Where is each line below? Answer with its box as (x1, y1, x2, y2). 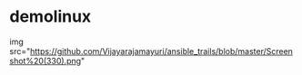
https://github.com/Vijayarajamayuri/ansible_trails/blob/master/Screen (30, 45, 294, 56)
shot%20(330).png (9, 55, 82, 66)
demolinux (9, 6, 92, 27)
